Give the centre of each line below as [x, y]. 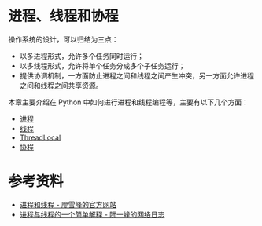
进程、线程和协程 [64, 16]
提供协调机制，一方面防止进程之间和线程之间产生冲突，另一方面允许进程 [137, 75]
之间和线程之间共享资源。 [61, 85]
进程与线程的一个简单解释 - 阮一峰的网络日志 [92, 214]
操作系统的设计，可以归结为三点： [63, 39]
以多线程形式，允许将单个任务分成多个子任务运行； [102, 66]
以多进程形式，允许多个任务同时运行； [81, 56]
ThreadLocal [40, 137]
